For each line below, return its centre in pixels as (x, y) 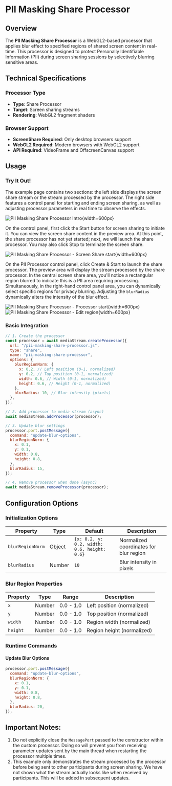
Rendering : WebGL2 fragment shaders (54, 115)
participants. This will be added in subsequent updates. (71, 778)
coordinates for (138, 547)
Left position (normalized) (118, 605)
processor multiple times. (39, 756)
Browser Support (27, 128)
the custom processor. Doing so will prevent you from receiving (80, 745)
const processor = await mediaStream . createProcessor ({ (66, 341)
